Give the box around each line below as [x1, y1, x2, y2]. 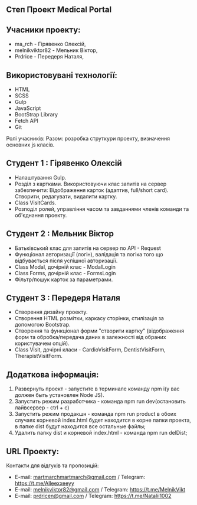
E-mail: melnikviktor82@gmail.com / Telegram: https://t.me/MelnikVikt [14, 486, 186, 493]
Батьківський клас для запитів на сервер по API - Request [14, 245, 161, 252]
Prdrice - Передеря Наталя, [14, 53, 84, 60]
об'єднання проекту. [14, 211, 67, 219]
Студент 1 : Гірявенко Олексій [6, 158, 122, 168]
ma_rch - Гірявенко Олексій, [14, 41, 87, 48]
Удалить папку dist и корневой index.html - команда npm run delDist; [14, 429, 188, 436]
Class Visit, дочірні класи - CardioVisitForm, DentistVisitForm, [14, 346, 166, 353]
